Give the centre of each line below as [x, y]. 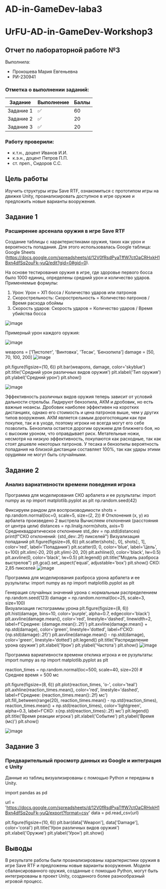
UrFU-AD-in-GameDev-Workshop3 [79, 32]
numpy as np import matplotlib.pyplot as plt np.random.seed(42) [71, 500]
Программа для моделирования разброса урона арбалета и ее [73, 577]
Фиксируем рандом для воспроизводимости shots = [61, 510]
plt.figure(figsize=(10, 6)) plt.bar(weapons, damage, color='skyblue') [75, 367]
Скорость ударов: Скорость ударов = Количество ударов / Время [82, 308]
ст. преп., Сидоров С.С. [37, 163]
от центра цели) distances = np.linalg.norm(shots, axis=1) [64, 526]
